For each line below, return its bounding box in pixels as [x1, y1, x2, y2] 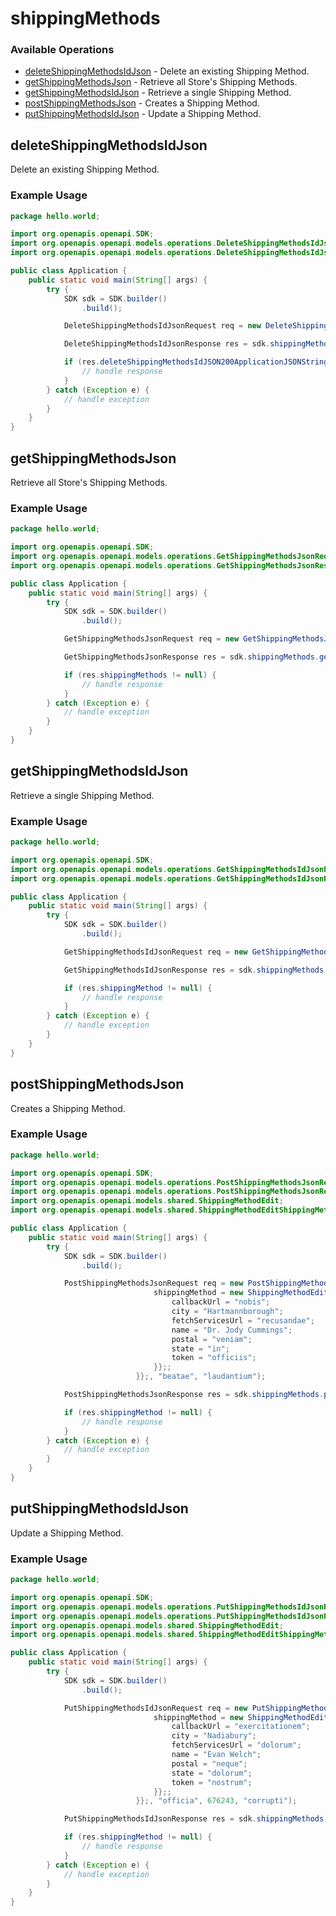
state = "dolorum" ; [171, 1768, 253, 1778]
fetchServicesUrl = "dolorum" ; [171, 1740, 302, 1751]
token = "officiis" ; [171, 1353, 257, 1363]
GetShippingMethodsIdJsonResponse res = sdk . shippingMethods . [63, 965, 329, 975]
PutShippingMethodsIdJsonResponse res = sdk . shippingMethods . [63, 1814, 329, 1824]
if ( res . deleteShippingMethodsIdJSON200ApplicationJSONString [63, 357, 329, 367]
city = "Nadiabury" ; [171, 1731, 257, 1741]
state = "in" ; [171, 1343, 230, 1354]
